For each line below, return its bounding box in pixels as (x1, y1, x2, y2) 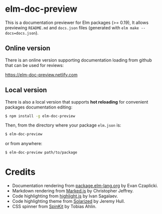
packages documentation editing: (5, 104, 73, 110)
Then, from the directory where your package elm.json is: (5, 122, 121, 128)
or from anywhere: (5, 141, 42, 147)
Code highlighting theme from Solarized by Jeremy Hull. (12, 198, 125, 204)
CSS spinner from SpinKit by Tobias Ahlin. (12, 204, 97, 210)
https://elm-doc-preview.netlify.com (5, 72, 78, 78)
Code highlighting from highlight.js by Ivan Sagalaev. (12, 193, 118, 199)
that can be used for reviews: (5, 62, 64, 68)
